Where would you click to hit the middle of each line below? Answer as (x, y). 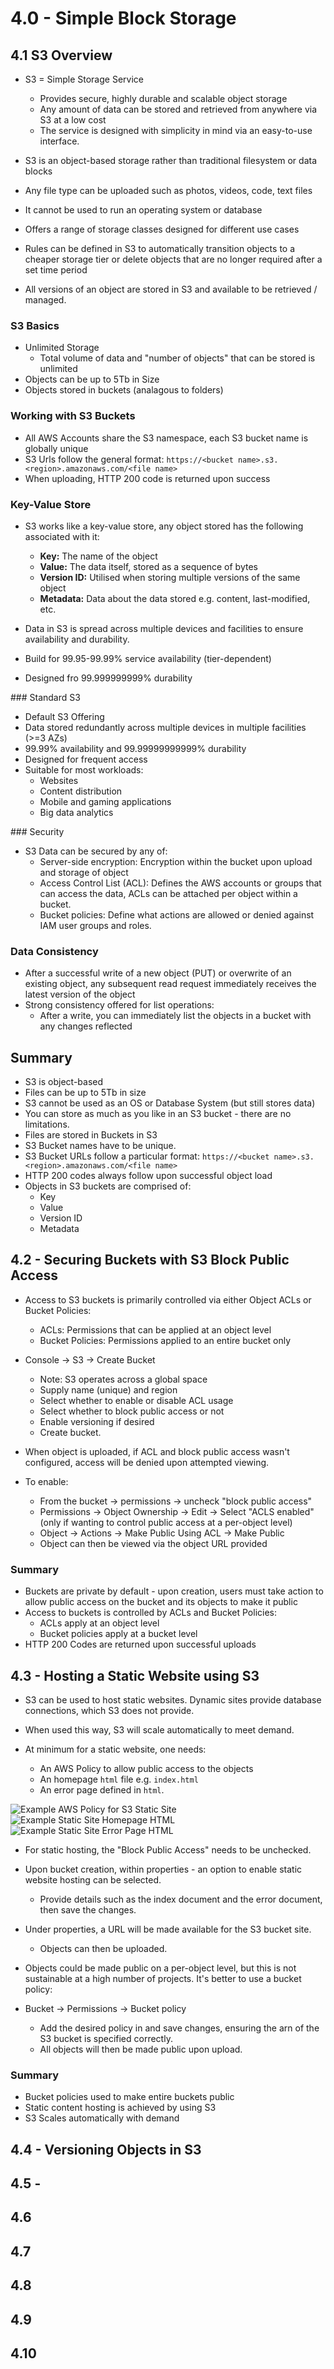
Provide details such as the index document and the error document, (181, 1899)
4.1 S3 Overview (61, 55)
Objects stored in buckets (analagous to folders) (124, 390)
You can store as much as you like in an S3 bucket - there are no (158, 1113)
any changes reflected (86, 1026)
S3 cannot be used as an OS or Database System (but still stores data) (170, 1103)
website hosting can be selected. (93, 1879)
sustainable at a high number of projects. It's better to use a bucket (163, 1978)
